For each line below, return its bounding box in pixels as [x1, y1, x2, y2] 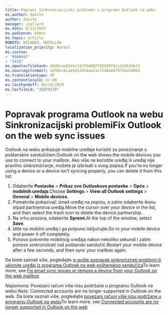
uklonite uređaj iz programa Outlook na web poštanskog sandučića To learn [5, 262, 160, 268]
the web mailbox [5, 273, 40, 279]
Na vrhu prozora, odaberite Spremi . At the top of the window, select [12, 215, 152, 221]
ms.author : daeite [5, 12, 44, 17]
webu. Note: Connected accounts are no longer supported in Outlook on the [5, 288, 161, 294]
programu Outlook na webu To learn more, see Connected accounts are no [5, 299, 159, 305]
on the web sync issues [5, 130, 105, 141]
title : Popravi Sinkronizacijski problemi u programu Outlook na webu [5, 7, 156, 13]
